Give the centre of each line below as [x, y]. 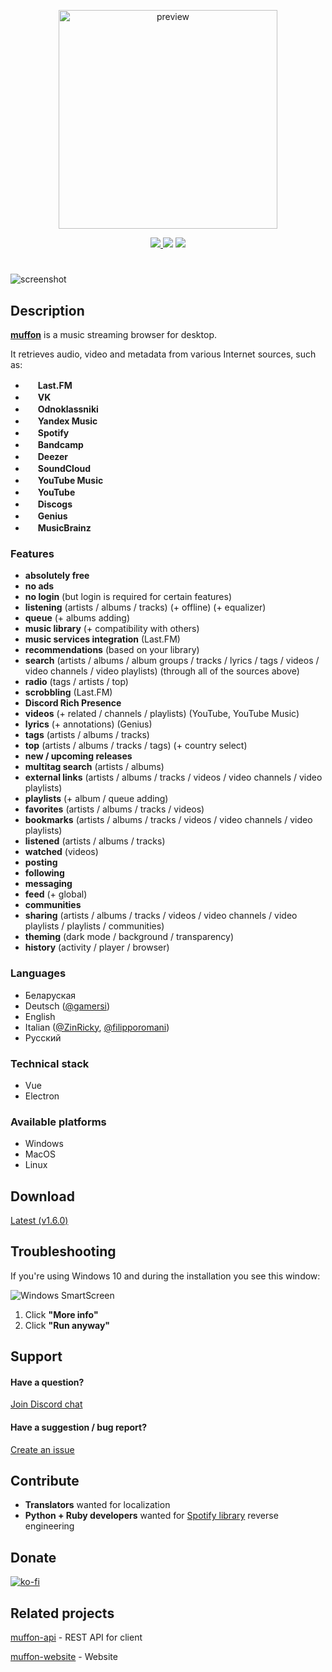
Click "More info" [61, 1314]
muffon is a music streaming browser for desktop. [113, 334]
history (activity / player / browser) [97, 947]
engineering [49, 1526]
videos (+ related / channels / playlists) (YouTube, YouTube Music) [162, 714]
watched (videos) [61, 852]
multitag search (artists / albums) [94, 767]
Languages [38, 973]
